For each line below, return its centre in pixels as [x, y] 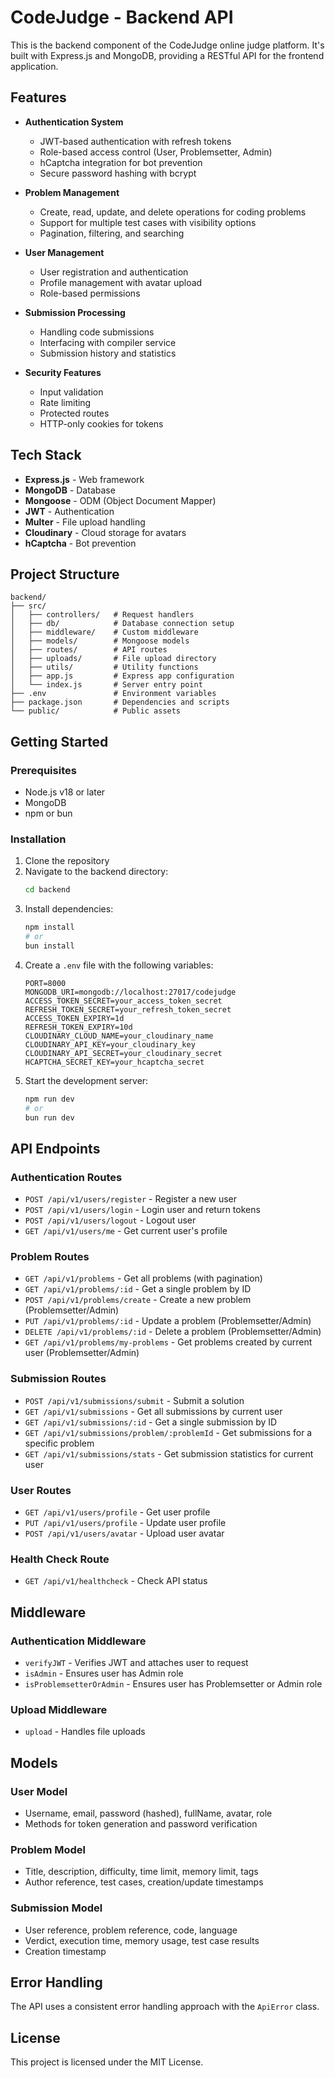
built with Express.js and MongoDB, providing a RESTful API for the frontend [167, 55]
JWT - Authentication [69, 511]
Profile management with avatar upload [121, 282]
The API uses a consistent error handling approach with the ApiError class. [165, 2007]
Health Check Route [60, 1559]
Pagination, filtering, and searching [112, 233]
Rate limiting [65, 402]
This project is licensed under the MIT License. [107, 2062]
